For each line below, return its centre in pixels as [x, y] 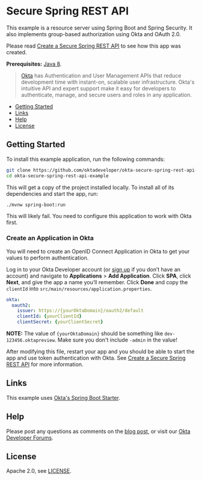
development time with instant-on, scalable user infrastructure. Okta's [108, 82]
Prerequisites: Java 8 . [34, 64]
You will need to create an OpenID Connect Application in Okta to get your [98, 251]
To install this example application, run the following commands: [86, 159]
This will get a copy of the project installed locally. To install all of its [90, 187]
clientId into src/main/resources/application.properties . [79, 288]
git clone [19, 170]
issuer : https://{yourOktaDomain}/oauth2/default [81, 311]
